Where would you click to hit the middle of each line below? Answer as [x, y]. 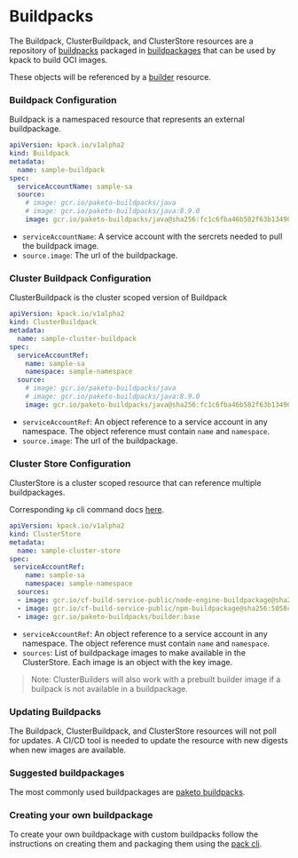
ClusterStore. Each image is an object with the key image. [127, 662]
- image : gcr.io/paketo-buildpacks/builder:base [109, 616]
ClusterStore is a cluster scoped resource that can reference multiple [135, 483]
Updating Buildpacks [55, 711]
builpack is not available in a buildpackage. [110, 688]
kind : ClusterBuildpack [53, 322]
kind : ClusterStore [45, 534]
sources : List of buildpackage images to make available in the [134, 652]
